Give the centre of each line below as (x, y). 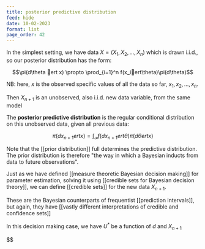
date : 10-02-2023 (28, 23)
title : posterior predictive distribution (61, 12)
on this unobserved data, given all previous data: (68, 124)
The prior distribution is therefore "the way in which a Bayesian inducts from (102, 155)
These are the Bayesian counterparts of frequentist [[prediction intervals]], (100, 201)
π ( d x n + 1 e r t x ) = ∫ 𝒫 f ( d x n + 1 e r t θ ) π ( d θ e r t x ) (103, 136)
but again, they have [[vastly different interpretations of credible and (92, 207)
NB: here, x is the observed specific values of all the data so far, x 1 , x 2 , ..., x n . (102, 85)
